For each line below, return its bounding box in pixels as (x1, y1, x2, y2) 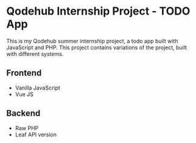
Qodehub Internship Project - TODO (6, 4, 191, 18)
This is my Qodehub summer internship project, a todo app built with (6, 37, 178, 44)
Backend (6, 108, 41, 119)
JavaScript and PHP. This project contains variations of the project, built (6, 44, 187, 51)
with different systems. (6, 50, 64, 57)
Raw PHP (15, 124, 39, 131)
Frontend (6, 68, 42, 78)
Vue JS (15, 90, 33, 98)
